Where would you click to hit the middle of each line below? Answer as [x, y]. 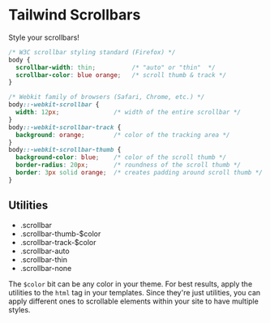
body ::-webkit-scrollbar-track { [65, 127]
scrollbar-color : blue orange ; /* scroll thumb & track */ [121, 75]
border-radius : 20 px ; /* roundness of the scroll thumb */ [129, 165]
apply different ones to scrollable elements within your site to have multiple [134, 301]
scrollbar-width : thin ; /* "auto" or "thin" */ [116, 67]
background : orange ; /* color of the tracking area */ [123, 135]
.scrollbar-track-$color [58, 242]
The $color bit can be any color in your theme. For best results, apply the [131, 284]
